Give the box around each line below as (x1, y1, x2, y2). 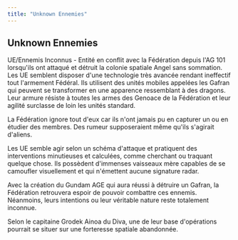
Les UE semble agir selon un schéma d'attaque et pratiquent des (7, 144, 197, 153)
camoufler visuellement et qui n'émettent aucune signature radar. (7, 167, 200, 176)
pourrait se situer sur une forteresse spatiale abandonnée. (7, 225, 178, 234)
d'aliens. (7, 130, 33, 139)
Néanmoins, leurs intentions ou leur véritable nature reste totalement (7, 196, 209, 204)
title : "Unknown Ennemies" (7, 10, 88, 18)
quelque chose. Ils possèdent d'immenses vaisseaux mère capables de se (7, 159, 226, 168)
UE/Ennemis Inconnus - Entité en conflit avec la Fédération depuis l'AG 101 (7, 56, 226, 64)
